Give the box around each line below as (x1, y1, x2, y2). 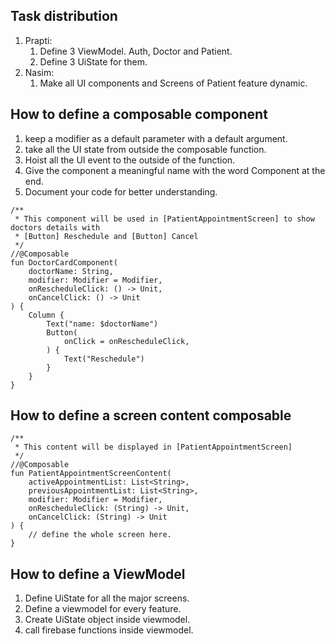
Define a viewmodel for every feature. (24, 603, 182, 615)
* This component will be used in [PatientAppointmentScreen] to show (14, 214, 315, 224)
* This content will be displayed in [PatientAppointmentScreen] (14, 442, 293, 453)
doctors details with (10, 222, 101, 233)
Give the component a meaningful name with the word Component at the (24, 164, 326, 176)
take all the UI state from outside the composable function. (24, 143, 267, 155)
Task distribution (10, 8, 118, 25)
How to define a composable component (10, 106, 268, 123)
